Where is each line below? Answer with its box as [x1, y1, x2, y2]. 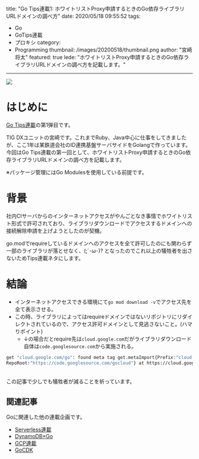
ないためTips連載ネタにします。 [6, 254, 84, 262]
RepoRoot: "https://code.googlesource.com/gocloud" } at [6, 360, 145, 366]
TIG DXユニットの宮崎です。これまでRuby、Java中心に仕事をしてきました [6, 134, 187, 141]
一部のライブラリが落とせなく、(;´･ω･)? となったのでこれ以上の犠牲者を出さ [6, 247, 192, 254]
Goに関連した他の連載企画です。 [6, 413, 86, 421]
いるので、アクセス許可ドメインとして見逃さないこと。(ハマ [46, 320, 192, 328]
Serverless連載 [14, 426, 52, 434]
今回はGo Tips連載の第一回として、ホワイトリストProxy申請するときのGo [6, 149, 186, 156]
